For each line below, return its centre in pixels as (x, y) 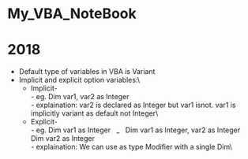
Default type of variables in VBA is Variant (87, 72)
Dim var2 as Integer (63, 139)
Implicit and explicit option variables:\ (79, 80)
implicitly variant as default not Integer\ (94, 113)
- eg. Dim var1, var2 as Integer (80, 97)
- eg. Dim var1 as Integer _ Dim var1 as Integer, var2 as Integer (135, 130)
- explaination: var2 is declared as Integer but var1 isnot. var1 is (133, 105)
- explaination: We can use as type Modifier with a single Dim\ (131, 147)
